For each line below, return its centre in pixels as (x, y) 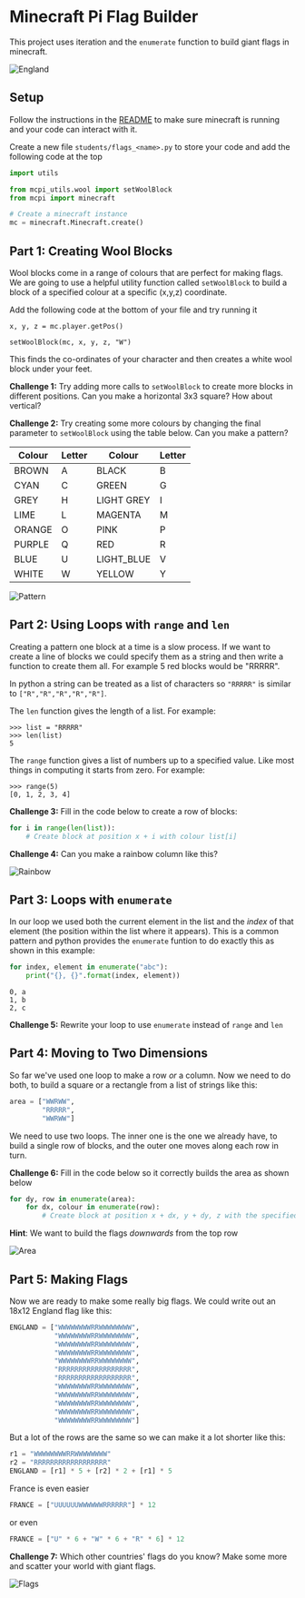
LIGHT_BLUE (124, 558)
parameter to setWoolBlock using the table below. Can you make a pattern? (149, 432)
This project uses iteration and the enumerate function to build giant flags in (149, 42)
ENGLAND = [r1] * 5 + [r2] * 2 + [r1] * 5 (91, 1471)
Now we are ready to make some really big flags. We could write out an (143, 1301)
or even (24, 1522)
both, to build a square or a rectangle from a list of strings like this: (133, 1085)
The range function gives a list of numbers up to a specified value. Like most (152, 760)
